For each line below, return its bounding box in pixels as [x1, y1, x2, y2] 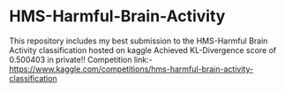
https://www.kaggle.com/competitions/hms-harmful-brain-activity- [9, 64, 254, 74]
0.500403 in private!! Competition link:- [9, 54, 153, 65]
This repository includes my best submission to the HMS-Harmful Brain [9, 35, 268, 46]
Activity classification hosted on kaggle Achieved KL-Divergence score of [9, 44, 277, 55]
